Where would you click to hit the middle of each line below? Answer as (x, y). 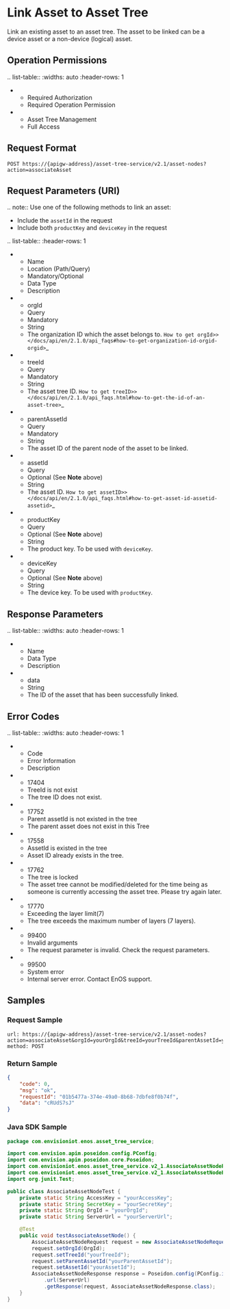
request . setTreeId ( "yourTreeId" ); (81, 1255)
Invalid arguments (52, 943)
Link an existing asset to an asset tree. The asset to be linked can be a (106, 32)
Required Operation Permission (71, 105)
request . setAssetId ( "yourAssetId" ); (84, 1268)
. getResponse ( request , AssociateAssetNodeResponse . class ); (129, 1287)
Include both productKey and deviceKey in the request (92, 228)
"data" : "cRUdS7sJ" (47, 1103)
